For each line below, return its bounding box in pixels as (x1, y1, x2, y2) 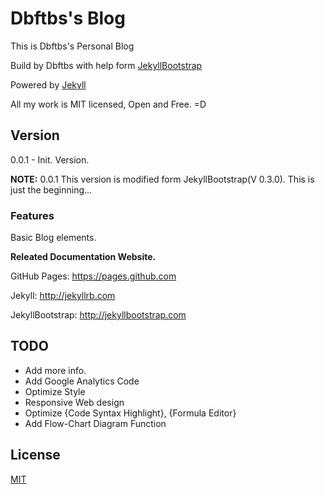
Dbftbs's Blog (10, 7, 126, 30)
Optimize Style (24, 385, 86, 397)
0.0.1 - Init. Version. (10, 153, 90, 166)
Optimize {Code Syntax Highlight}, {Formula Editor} (24, 407, 237, 419)
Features (10, 208, 55, 222)
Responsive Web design (24, 396, 125, 408)
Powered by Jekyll (10, 78, 87, 91)
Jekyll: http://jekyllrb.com (10, 290, 116, 302)
